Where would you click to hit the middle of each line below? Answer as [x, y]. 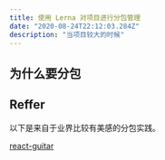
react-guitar [32, 146]
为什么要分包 [45, 73]
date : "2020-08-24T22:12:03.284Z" [75, 26]
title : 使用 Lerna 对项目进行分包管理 [75, 18]
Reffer [27, 105]
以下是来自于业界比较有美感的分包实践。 [85, 127]
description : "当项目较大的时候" [67, 34]
